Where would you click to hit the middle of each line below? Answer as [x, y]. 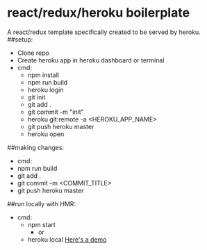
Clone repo [33, 53]
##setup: [20, 39]
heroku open [46, 134]
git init [36, 97]
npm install [43, 75]
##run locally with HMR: [42, 203]
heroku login [45, 90]
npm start [41, 224]
